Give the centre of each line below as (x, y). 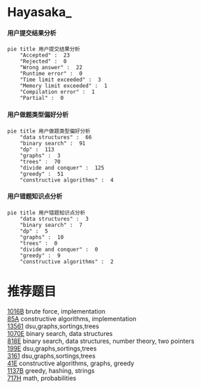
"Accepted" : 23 (45, 56)
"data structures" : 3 (54, 219)
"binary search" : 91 (53, 143)
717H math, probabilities (42, 378)
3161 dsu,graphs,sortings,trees (51, 355)
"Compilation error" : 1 (58, 92)
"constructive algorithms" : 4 (67, 180)
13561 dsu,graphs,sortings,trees (53, 326)
